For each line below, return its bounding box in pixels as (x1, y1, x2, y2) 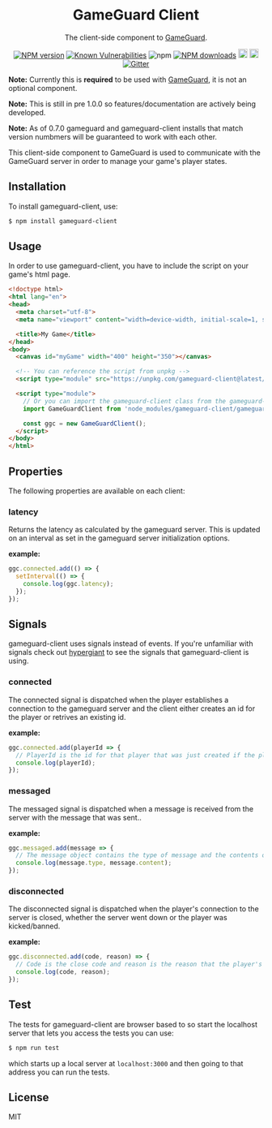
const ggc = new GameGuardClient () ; (23, 420, 147, 428)
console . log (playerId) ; (15, 759, 96, 767)
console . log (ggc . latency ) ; (23, 580, 114, 588)
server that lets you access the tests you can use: (8, 1028, 174, 1038)
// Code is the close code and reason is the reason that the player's (15, 960, 263, 969)
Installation (8, 180, 66, 194)
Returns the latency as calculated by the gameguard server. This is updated (8, 525, 261, 535)
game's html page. (8, 269, 70, 279)
